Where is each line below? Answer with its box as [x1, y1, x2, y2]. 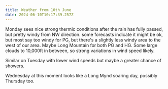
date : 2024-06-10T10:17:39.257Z [5, 12, 74, 17]
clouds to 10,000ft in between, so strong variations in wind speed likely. [5, 48, 155, 54]
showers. [5, 63, 24, 69]
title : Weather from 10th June [5, 7, 72, 13]
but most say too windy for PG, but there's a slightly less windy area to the [5, 36, 161, 43]
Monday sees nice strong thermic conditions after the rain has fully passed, [5, 26, 163, 32]
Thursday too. [5, 78, 35, 84]
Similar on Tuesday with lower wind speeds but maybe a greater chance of [5, 57, 161, 63]
